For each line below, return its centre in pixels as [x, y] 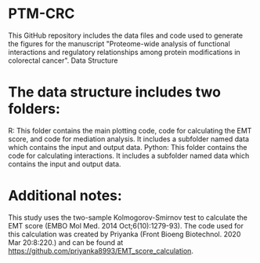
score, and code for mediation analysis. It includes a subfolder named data [128, 139]
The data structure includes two [115, 92]
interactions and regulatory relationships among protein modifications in [124, 52]
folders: [34, 109]
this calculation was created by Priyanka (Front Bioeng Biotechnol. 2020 [125, 234]
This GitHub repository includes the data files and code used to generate [126, 35]
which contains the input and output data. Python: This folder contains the [128, 147]
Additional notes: [65, 196]
